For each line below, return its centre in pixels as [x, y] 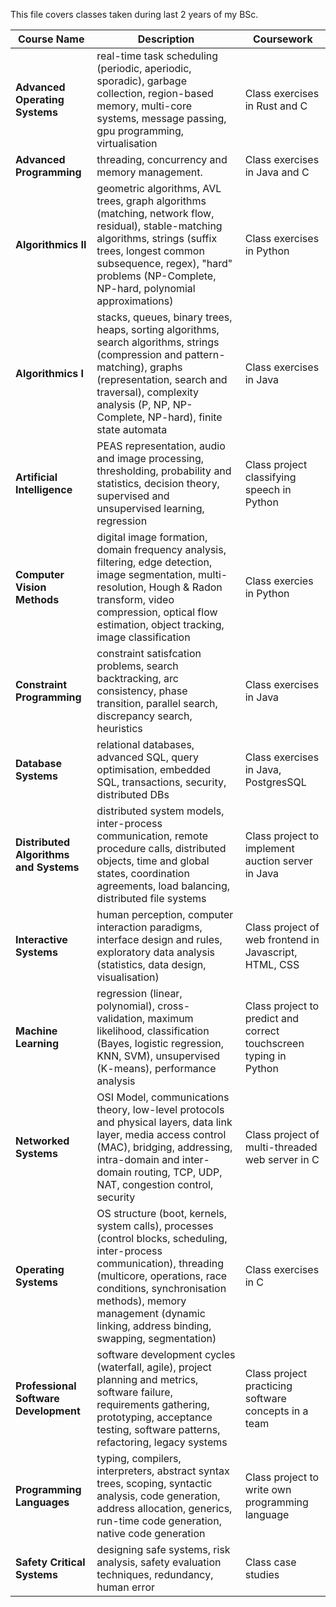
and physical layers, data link [164, 1122]
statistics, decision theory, [158, 483]
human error [125, 1587]
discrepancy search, [144, 716]
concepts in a [276, 1411]
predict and [272, 1018]
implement [269, 848]
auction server [278, 861]
